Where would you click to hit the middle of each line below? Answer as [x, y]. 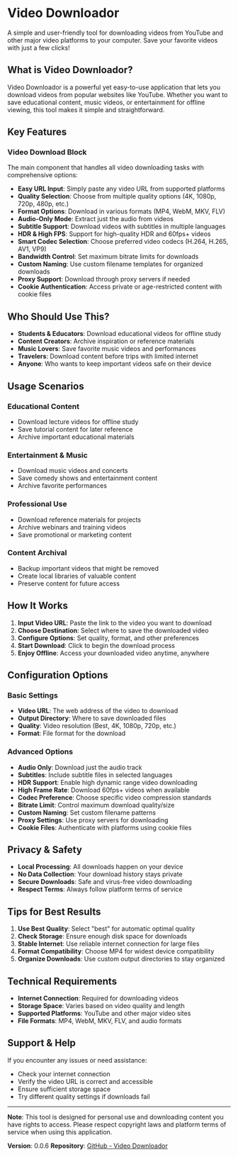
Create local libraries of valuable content [77, 576]
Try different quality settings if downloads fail [84, 1096]
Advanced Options [40, 751]
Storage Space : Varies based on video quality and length [101, 1006]
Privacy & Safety [45, 850]
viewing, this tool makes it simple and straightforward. [86, 110]
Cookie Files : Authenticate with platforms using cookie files [104, 827]
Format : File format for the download [72, 733]
